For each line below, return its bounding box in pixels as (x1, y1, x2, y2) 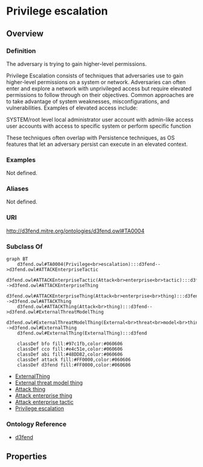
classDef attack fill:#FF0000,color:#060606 (17, 357, 131, 363)
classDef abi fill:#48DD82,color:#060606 (17, 351, 123, 358)
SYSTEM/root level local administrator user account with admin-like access (6, 116, 194, 123)
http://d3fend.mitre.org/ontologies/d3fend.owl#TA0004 (6, 227, 145, 234)
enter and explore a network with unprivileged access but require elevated (6, 85, 192, 92)
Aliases (6, 185, 29, 193)
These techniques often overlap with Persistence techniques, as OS (6, 134, 175, 141)
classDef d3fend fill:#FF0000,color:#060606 (17, 362, 131, 368)
